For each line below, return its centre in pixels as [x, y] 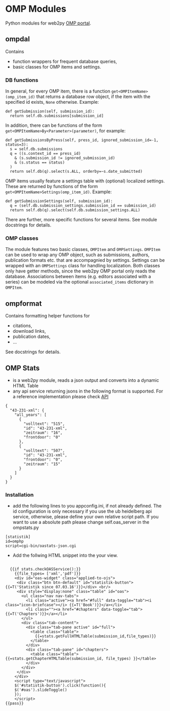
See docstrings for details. [33, 352]
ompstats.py [26, 527]
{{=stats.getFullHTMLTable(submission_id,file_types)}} [96, 636]
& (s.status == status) [40, 163]
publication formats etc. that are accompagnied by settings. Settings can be [85, 260]
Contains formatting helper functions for [48, 316]
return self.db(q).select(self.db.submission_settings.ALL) [75, 210]
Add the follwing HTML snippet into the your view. [65, 556]
